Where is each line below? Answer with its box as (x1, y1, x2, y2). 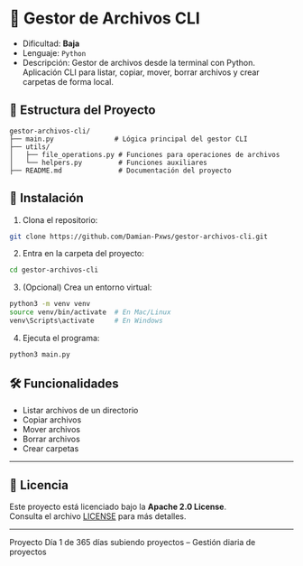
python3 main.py (9, 349, 70, 359)
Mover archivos (22, 423, 81, 434)
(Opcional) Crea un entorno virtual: (22, 282, 152, 292)
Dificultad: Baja (22, 38, 80, 49)
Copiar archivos (22, 414, 82, 425)
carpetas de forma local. (22, 76, 115, 87)
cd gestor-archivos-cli (9, 265, 99, 274)
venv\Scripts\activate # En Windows (9, 316, 164, 326)
